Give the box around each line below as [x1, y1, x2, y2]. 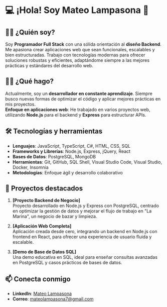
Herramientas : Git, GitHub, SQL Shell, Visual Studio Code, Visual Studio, [12, 159, 162, 165]
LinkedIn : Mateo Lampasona [12, 290, 72, 297]
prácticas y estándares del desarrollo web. [5, 63, 94, 68]
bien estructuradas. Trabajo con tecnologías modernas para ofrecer [5, 52, 145, 58]
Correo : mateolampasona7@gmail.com [12, 296, 94, 302]
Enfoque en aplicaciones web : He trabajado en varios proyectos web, [5, 107, 150, 113]
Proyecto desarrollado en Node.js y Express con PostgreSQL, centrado [12, 202, 159, 209]
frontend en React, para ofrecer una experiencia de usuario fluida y [12, 234, 152, 240]
